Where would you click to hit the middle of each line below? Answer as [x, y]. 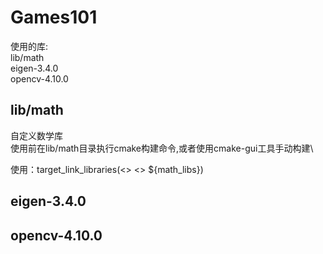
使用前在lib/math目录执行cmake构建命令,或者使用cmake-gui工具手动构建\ [162, 148]
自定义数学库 [36, 135]
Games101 [54, 17]
